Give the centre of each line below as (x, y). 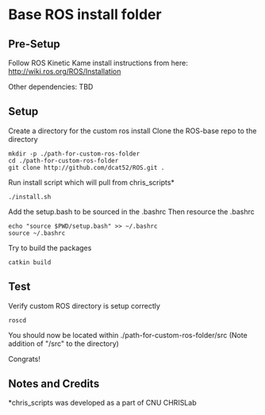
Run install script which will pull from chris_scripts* (91, 182)
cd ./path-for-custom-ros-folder (63, 160)
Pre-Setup (35, 44)
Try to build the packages (50, 248)
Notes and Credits (54, 384)
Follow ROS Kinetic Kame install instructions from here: (98, 63)
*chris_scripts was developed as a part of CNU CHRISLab (102, 403)
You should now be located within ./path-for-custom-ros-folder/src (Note (128, 335)
